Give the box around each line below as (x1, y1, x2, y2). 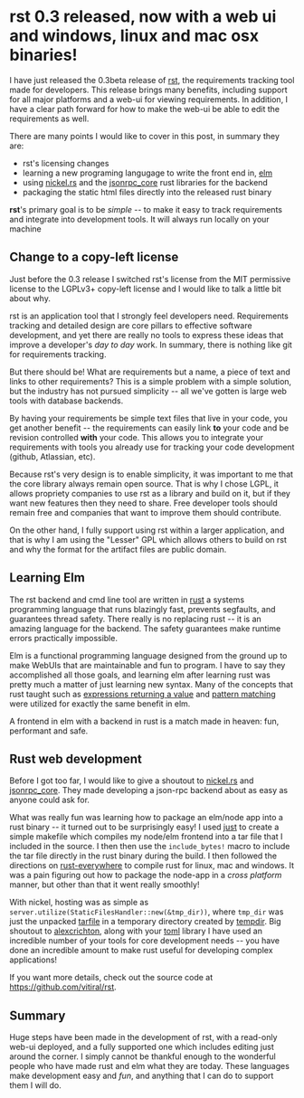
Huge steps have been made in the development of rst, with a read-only (9, 1032, 278, 1043)
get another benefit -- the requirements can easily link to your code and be (9, 422, 290, 433)
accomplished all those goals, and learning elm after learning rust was (9, 669, 271, 680)
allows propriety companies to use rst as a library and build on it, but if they (9, 487, 291, 498)
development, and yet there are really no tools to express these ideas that (9, 329, 284, 340)
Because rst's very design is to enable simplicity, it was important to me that (9, 469, 294, 479)
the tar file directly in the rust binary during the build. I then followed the (9, 850, 278, 861)
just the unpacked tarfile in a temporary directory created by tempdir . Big (9, 916, 282, 927)
